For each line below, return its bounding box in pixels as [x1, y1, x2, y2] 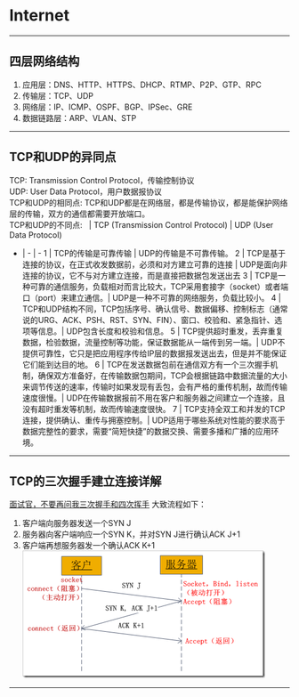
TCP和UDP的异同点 [9, 150, 117, 165]
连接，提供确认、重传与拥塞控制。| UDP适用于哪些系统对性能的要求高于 [21, 415, 286, 425]
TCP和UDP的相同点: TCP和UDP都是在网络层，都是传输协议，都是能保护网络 [9, 197, 288, 207]
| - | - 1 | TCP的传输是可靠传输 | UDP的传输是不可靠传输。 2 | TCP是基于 [21, 247, 287, 258]
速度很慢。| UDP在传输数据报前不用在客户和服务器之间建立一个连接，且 [21, 393, 286, 403]
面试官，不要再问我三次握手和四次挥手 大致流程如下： [9, 499, 206, 510]
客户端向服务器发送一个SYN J [21, 518, 132, 529]
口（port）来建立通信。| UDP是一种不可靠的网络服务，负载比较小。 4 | [21, 292, 282, 303]
